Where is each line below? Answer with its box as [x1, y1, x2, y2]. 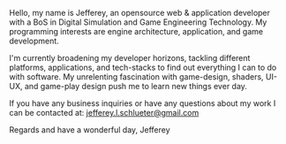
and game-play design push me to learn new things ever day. [24, 81, 247, 91]
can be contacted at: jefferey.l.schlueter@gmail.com [9, 108, 199, 117]
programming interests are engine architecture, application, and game [9, 27, 263, 36]
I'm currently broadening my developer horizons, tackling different [9, 53, 251, 63]
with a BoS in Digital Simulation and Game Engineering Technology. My [9, 17, 267, 27]
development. [9, 35, 59, 46]
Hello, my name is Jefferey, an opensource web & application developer [9, 8, 271, 18]
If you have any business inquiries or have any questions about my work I [9, 98, 276, 109]
